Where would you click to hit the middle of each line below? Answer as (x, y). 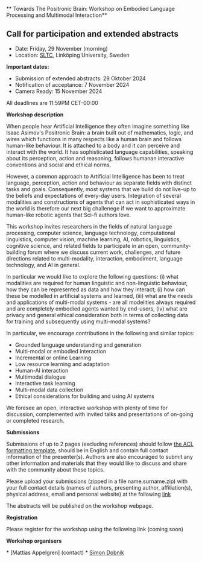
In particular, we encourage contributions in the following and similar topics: (100, 333)
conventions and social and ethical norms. (59, 165)
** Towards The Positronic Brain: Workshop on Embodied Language (90, 9)
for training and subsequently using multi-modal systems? (78, 321)
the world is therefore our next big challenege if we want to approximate (96, 208)
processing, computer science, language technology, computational (91, 233)
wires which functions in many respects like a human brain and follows (94, 139)
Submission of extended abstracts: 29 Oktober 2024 (80, 78)
